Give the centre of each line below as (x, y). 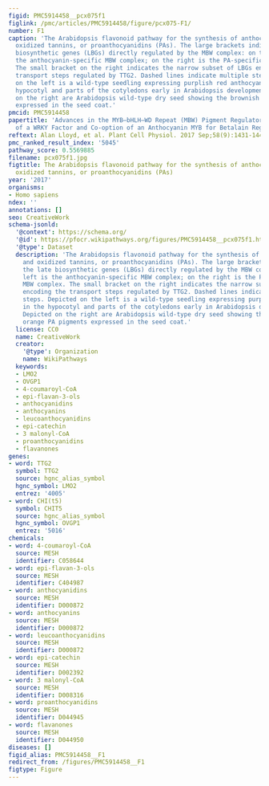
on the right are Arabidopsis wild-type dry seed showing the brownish (138, 98)
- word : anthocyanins (44, 613)
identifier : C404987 (50, 583)
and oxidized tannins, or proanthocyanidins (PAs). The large (128, 262)
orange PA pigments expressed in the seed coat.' (107, 322)
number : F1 (26, 31)
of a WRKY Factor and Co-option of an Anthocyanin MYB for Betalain (132, 128)
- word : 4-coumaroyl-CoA (50, 546)
